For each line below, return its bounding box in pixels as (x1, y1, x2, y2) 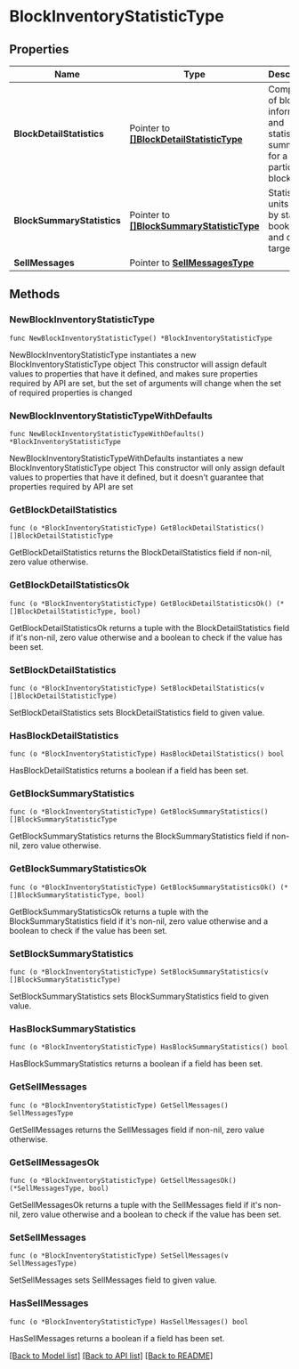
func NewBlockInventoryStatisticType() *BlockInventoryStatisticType (9, 334, 273, 343)
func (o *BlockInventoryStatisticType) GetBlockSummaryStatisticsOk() (9, 883, 277, 892)
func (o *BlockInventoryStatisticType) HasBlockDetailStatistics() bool (9, 749, 285, 758)
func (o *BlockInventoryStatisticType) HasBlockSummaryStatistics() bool (9, 1043, 289, 1052)
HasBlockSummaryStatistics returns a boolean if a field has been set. (9, 1058, 263, 1069)
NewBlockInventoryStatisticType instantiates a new (9, 349, 198, 360)
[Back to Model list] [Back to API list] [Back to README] (9, 1350, 214, 1361)
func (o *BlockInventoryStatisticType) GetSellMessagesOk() (9, 1176, 238, 1185)
